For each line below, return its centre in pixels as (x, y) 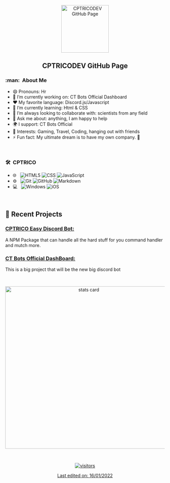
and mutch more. (23, 245)
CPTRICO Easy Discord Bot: (40, 229)
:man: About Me (26, 80)
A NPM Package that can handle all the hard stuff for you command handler (84, 240)
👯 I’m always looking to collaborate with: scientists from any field (80, 113)
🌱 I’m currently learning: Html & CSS (50, 108)
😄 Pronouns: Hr (29, 91)
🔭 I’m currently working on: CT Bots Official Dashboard (70, 97)
